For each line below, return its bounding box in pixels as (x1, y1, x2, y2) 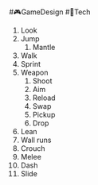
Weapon (20, 67, 49, 77)
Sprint (20, 60, 41, 68)
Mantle (32, 43, 56, 52)
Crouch (20, 144, 46, 153)
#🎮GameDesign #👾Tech (9, 7, 91, 17)
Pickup (32, 110, 56, 119)
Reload (32, 93, 56, 102)
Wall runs (20, 135, 52, 145)
